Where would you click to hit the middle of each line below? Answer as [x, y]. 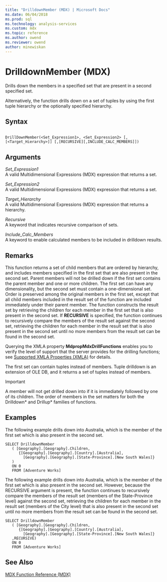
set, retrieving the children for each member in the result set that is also [79, 326]
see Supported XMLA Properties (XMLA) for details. [58, 357]
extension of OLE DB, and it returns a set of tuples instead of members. [78, 372]
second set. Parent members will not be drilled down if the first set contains [83, 278]
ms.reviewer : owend [25, 42]
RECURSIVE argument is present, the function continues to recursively [77, 490]
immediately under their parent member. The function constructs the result [82, 305]
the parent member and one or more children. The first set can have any [79, 283]
